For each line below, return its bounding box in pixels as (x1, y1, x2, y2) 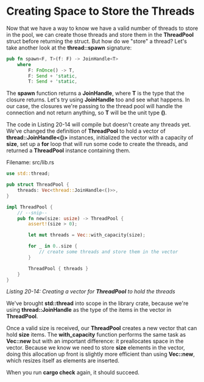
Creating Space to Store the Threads (6, 4, 195, 18)
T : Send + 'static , (28, 78, 78, 85)
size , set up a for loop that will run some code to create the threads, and (6, 141, 188, 148)
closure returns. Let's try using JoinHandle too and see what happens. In (6, 96, 190, 103)
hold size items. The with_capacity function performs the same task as (6, 331, 186, 339)
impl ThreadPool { (6, 204, 53, 210)
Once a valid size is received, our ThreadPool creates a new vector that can (6, 325, 197, 332)
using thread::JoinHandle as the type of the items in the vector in (6, 306, 172, 314)
